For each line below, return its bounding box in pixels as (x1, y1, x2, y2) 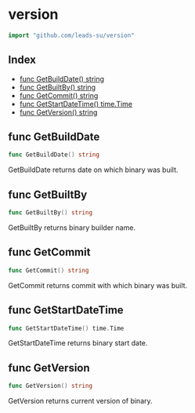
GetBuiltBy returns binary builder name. (8, 223, 135, 232)
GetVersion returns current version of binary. (8, 397, 153, 406)
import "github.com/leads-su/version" (8, 31, 135, 39)
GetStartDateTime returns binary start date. (8, 338, 148, 348)
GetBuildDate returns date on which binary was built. (8, 165, 179, 174)
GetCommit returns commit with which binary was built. (8, 280, 188, 290)
